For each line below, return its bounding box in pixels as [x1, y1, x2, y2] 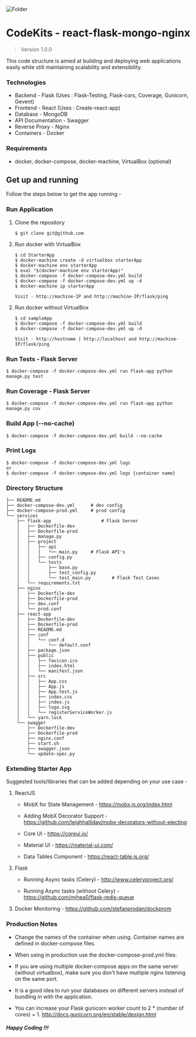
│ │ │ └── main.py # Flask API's [17, 549, 126, 555]
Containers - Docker [14, 130, 65, 137]
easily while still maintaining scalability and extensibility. [6, 63, 143, 70]
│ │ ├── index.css [17, 694, 73, 700]
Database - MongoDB [14, 111, 68, 118]
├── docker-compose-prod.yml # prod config [6, 508, 126, 514]
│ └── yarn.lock [17, 715, 62, 721]
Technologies [6, 78, 46, 86]
